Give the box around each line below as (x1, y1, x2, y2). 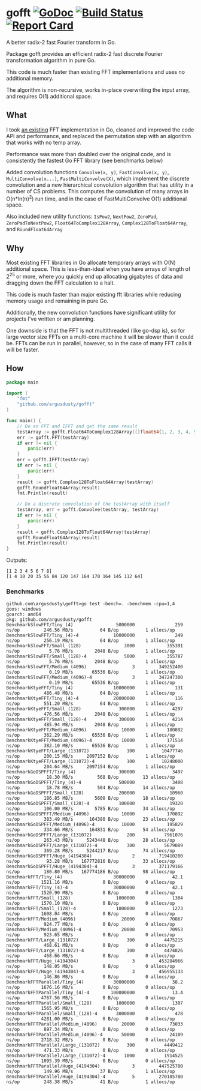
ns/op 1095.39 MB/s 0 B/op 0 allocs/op (6, 1058, 175, 1064)
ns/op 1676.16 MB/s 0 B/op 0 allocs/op (6, 985, 175, 991)
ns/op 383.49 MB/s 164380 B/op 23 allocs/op (6, 817, 175, 823)
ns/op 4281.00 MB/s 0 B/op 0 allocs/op (6, 1016, 175, 1022)
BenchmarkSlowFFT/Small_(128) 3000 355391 (6, 643, 184, 649)
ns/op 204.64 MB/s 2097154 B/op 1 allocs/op (6, 764, 175, 770)
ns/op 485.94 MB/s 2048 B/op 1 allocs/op (6, 722, 175, 728)
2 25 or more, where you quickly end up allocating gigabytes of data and (6, 272, 183, 280)
